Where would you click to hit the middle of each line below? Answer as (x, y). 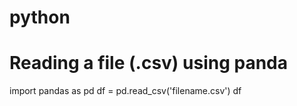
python (40, 17)
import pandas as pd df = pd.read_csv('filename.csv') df (125, 91)
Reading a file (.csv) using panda (149, 63)
